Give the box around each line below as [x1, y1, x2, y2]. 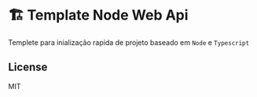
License [8, 61, 48, 74]
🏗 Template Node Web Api [8, 6, 189, 24]
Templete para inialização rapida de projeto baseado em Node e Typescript [8, 37, 250, 47]
